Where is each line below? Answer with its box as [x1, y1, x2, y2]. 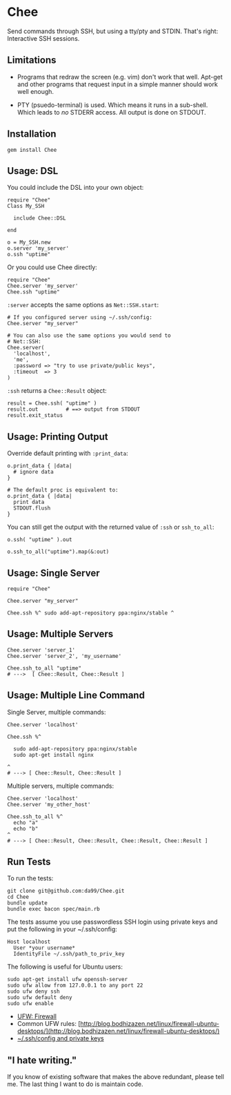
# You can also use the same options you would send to [7, 332, 171, 339]
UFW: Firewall [17, 1012, 57, 1020]
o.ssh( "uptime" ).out [7, 536, 72, 543]
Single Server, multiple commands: [7, 708, 106, 716]
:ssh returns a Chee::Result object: [7, 387, 107, 395]
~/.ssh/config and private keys [17, 1034, 105, 1043]
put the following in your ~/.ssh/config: [7, 925, 117, 933]
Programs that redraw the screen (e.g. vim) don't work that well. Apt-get [17, 72, 223, 81]
